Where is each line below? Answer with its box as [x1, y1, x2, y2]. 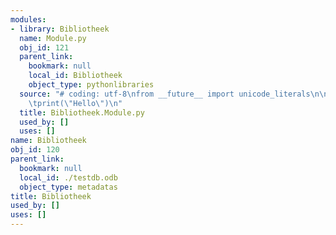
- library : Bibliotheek [10, 24, 110, 34]
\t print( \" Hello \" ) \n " [28, 98, 123, 108]
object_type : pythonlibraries [28, 80, 155, 90]
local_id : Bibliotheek [28, 71, 123, 81]
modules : [10, 14, 47, 25]
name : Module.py [19, 33, 87, 43]
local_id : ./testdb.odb [19, 172, 118, 183]
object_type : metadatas [19, 182, 118, 192]
